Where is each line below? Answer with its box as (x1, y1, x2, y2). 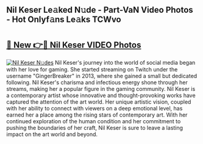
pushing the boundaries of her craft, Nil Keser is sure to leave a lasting (6, 124, 183, 131)
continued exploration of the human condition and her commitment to (6, 118, 181, 124)
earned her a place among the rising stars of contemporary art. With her (6, 111, 188, 118)
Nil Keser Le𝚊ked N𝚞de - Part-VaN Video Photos (6, 5, 193, 15)
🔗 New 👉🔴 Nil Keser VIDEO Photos (6, 40, 141, 50)
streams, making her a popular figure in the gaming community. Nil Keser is (6, 85, 196, 92)
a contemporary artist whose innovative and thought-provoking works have (6, 92, 196, 99)
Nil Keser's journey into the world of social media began (54, 59, 196, 66)
